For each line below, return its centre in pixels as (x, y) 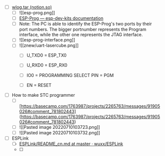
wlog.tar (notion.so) (32, 7)
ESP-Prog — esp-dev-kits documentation (61, 18)
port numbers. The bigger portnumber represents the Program (83, 30)
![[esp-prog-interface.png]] (47, 40)
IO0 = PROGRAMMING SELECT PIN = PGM (70, 75)
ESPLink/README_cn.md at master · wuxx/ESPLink (71, 144)
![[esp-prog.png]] (37, 13)
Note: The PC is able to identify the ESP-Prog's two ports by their (85, 24)
